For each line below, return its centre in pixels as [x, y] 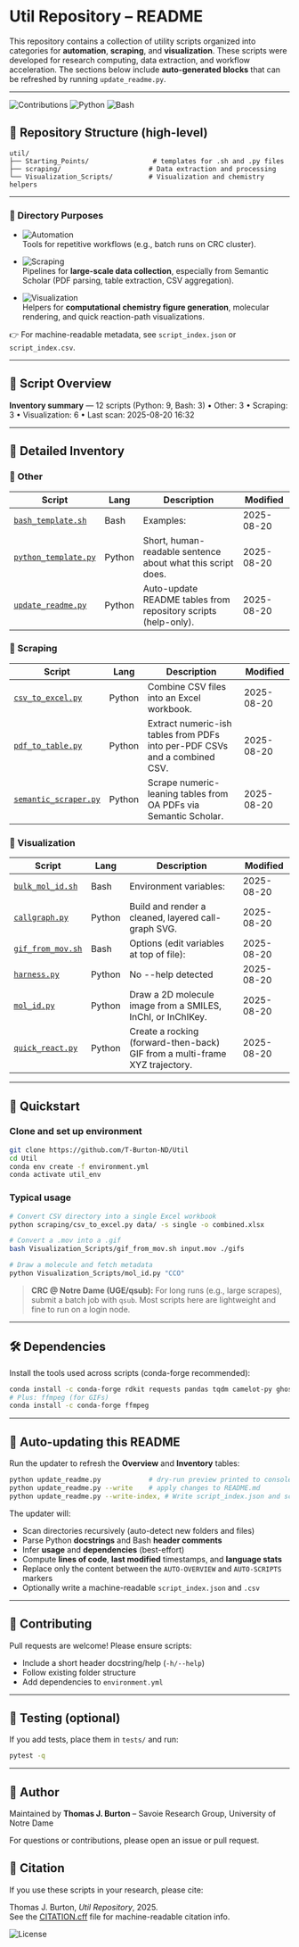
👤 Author [34, 1792]
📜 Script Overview [61, 384]
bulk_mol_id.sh [46, 887]
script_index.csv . [42, 348]
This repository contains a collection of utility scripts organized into [133, 41]
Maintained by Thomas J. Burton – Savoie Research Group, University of [142, 1814]
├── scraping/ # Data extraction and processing [143, 169]
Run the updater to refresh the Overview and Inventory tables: [125, 1463]
